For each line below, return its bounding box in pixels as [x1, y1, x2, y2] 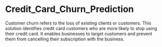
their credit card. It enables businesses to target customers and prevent [5, 30, 153, 36]
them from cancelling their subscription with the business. [5, 36, 125, 42]
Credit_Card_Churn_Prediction [5, 3, 134, 15]
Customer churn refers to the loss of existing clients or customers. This [5, 20, 152, 26]
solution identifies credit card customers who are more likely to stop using [5, 25, 158, 31]
